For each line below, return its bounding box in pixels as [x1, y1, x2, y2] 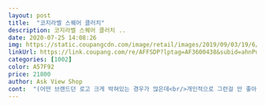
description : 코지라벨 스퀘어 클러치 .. [8, 26, 126, 34]
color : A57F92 [8, 63, 55, 71]
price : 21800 [8, 70, 51, 78]
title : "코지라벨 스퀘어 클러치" [8, 19, 105, 27]
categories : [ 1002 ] [8, 56, 73, 64]
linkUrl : [8, 48, 37, 56]
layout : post [8, 11, 51, 20]
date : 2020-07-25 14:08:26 [8, 33, 97, 42]
